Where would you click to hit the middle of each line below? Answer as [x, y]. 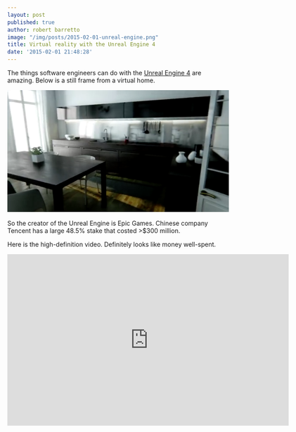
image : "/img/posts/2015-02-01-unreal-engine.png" [83, 37]
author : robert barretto [44, 30]
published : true [31, 22]
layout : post [26, 15]
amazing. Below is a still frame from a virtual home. [81, 80]
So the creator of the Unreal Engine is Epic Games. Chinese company [108, 223]
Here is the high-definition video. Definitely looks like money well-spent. [112, 244]
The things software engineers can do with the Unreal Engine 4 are [104, 73]
